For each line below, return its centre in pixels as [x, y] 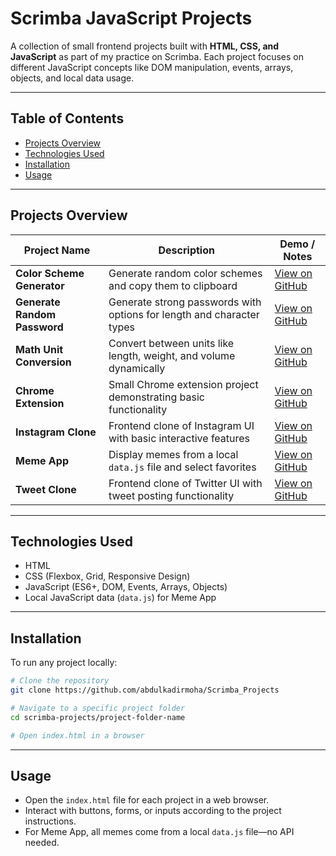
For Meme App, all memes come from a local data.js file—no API [159, 832]
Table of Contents [67, 118]
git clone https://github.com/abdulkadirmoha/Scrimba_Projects [145, 690]
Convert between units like [171, 343]
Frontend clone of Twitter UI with [185, 483]
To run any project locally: [64, 663]
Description [186, 250]
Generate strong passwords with [185, 302]
